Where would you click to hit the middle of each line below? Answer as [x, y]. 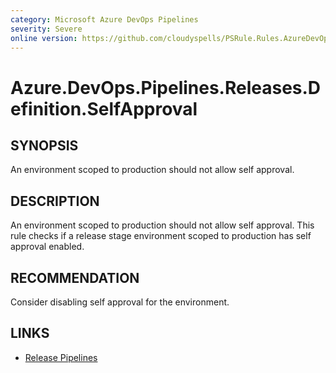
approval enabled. [47, 247]
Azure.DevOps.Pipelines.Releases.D [166, 87]
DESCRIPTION [55, 201]
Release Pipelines [61, 357]
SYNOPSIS [44, 145]
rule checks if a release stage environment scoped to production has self [161, 236]
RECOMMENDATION [75, 277]
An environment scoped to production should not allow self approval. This [162, 225]
